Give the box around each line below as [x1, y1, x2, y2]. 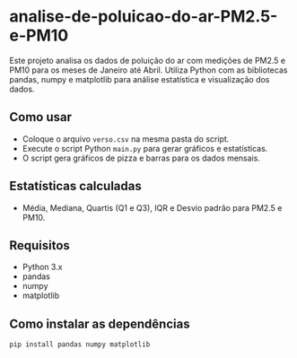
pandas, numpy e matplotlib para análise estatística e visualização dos [9, 74, 270, 84]
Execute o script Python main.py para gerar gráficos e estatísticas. [22, 143, 268, 153]
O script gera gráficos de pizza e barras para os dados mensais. [22, 153, 260, 163]
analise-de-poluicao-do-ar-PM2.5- [9, 6, 278, 27]
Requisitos [9, 238, 70, 253]
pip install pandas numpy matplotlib [9, 340, 151, 349]
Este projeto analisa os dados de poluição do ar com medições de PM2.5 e [9, 55, 285, 65]
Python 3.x [22, 262, 63, 273]
